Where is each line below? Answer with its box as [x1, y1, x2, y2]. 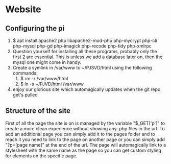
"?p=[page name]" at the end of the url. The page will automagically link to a [5, 142, 166, 148]
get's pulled [12, 92, 38, 98]
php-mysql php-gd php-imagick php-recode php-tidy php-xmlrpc [12, 43, 152, 49]
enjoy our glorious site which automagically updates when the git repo [12, 86, 161, 92]
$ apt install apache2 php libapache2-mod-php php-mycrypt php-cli [12, 37, 157, 43]
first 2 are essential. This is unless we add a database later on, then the [12, 54, 163, 60]
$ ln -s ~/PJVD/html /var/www [20, 81, 84, 87]
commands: [12, 70, 38, 76]
